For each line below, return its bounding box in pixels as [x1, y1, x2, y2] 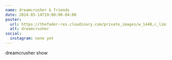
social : [5, 31, 22, 36]
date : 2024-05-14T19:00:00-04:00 [5, 12, 77, 17]
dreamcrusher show [5, 49, 48, 56]
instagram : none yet [10, 36, 54, 41]
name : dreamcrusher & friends [5, 7, 70, 13]
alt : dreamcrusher [10, 26, 50, 32]
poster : [5, 17, 22, 22]
